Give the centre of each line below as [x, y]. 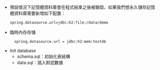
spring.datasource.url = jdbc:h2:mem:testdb [60, 42]
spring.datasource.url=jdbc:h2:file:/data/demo [59, 23]
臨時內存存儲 [22, 32]
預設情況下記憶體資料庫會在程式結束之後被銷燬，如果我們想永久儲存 [78, 7]
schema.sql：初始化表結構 [43, 56]
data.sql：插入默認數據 [40, 62]
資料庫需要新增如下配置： [40, 13]
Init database [23, 51]
